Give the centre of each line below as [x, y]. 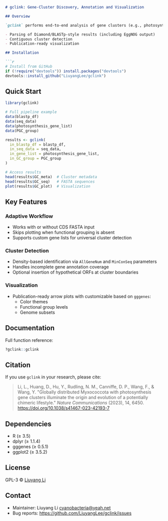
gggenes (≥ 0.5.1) [30, 447]
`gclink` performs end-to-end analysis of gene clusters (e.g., [73, 25]
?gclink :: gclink [22, 349]
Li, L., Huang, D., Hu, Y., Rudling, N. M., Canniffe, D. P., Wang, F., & [86, 387]
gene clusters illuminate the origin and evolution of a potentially [83, 398]
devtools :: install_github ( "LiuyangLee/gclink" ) [56, 76]
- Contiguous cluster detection [39, 39]
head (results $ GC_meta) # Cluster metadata [51, 177]
